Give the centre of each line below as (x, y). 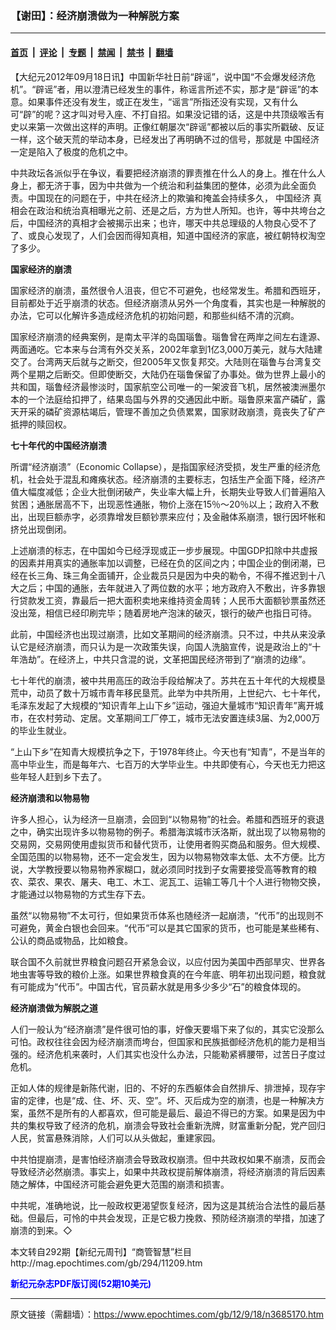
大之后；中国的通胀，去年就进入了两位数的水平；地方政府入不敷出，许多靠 (163, 588)
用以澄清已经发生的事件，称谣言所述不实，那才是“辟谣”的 (192, 89)
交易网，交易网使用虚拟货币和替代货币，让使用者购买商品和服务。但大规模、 (168, 844)
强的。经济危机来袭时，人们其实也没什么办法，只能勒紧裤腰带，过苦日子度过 (168, 1054)
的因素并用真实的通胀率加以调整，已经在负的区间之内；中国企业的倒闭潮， (163, 563)
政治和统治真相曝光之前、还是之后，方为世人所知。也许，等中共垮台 (176, 210)
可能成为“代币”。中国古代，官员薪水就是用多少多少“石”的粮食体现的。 (162, 986)
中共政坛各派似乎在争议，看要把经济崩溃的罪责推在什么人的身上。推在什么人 (168, 173)
